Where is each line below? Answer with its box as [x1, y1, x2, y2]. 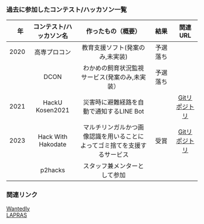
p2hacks [40, 166, 66, 174]
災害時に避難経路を [83, 98, 138, 107]
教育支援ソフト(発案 [81, 44, 140, 52]
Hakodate [38, 140, 67, 149]
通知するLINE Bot [95, 107, 144, 116]
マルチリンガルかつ [83, 123, 138, 132]
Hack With [38, 132, 68, 141]
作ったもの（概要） [86, 27, 141, 36]
